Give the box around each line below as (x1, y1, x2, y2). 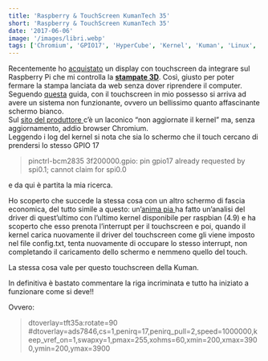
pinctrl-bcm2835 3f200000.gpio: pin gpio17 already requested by (27, 156, 246, 166)
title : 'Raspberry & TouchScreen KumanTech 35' (8, 11, 171, 20)
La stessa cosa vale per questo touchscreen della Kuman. (8, 263, 199, 273)
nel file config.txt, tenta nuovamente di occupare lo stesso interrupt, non (8, 239, 248, 248)
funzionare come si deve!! (8, 287, 95, 297)
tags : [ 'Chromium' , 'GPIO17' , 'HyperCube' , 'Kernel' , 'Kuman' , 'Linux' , (8, 42, 257, 50)
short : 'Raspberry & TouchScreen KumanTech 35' (8, 19, 171, 27)
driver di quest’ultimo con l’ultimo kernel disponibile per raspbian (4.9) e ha (8, 213, 257, 223)
